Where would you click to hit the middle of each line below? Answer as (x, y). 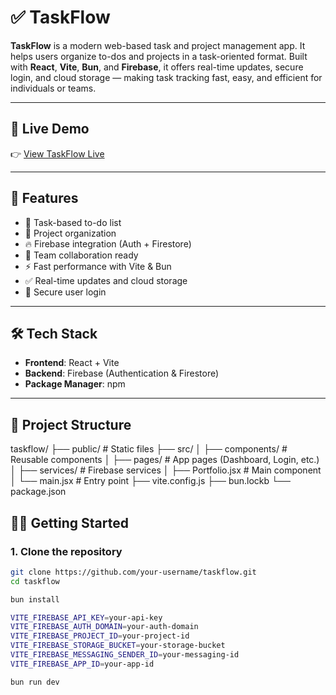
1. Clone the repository (66, 551)
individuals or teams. (53, 88)
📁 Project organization (70, 233)
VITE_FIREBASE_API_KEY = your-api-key (86, 617)
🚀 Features (44, 198)
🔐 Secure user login (65, 292)
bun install (35, 599)
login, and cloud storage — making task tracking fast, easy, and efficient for (166, 77)
